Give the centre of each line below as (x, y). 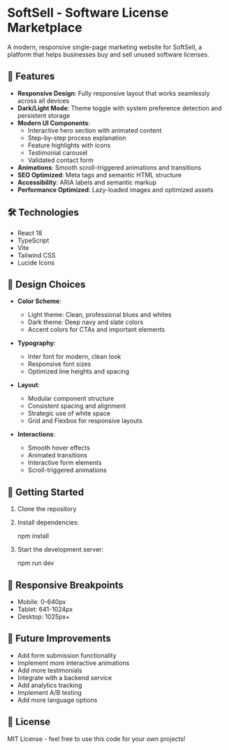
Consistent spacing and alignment (77, 406)
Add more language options (57, 700)
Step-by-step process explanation (77, 138)
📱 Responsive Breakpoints (66, 585)
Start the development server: (60, 550)
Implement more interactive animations (73, 663)
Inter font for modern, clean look (74, 357)
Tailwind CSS (36, 255)
